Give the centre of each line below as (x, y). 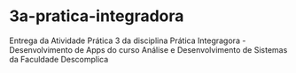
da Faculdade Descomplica (59, 59)
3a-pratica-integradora (97, 16)
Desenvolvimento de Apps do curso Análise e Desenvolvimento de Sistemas (148, 49)
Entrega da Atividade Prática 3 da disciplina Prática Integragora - (128, 40)
